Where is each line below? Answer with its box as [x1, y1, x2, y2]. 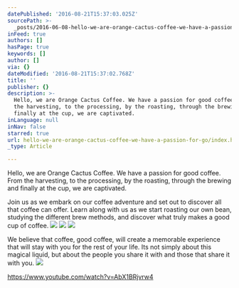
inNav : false [7, 123, 46, 130]
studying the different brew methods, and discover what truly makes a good [7, 213, 230, 222]
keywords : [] [7, 51, 46, 58]
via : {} [7, 63, 31, 71]
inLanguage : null [7, 116, 59, 123]
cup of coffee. [7, 222, 49, 230]
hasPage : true [7, 43, 50, 51]
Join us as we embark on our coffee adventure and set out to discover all [7, 197, 222, 207]
